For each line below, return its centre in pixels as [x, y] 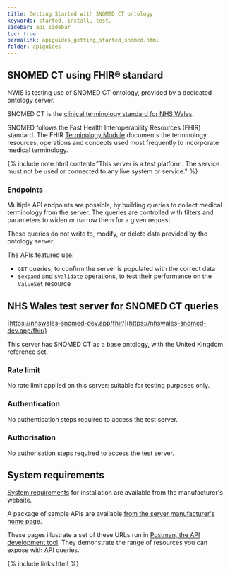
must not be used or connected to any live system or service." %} [103, 171]
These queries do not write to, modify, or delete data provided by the [108, 234]
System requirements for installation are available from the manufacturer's [115, 492]
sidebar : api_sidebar [39, 27]
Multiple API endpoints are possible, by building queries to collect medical [115, 205]
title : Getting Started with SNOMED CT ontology [80, 14]
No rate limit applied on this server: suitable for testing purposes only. [109, 386]
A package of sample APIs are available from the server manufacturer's [111, 513]
